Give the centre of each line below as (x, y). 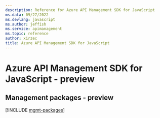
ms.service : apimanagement (34, 29)
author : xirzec (21, 39)
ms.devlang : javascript (30, 19)
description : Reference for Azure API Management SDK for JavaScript (80, 10)
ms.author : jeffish (26, 24)
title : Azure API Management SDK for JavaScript (57, 43)
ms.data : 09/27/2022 (27, 15)
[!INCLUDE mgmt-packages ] (35, 110)
